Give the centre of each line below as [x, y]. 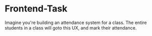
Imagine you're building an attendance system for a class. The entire [76, 22]
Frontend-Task [36, 9]
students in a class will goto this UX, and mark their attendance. [71, 27]
